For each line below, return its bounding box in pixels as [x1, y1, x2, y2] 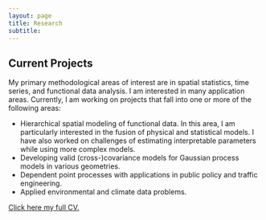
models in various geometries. [19, 161, 121, 171]
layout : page [8, 11, 52, 20]
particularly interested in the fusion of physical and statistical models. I [19, 128, 255, 137]
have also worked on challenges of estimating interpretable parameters [19, 136, 256, 145]
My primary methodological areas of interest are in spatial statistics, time [8, 78, 250, 88]
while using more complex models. [19, 145, 136, 154]
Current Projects [8, 56, 93, 70]
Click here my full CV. [8, 202, 80, 213]
